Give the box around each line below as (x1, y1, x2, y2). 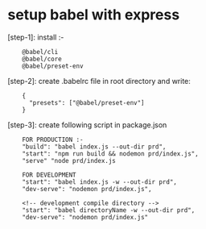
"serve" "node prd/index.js (22, 156, 116, 164)
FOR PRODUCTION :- (22, 135, 84, 144)
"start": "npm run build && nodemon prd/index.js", (22, 149, 199, 158)
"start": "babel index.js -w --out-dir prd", (22, 177, 178, 186)
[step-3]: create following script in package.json (7, 119, 167, 130)
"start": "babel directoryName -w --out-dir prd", (22, 206, 196, 214)
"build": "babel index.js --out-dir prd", (22, 143, 167, 151)
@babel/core (22, 55, 62, 63)
